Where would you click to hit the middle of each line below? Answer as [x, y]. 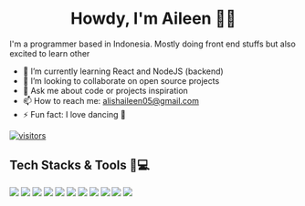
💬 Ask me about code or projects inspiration [105, 90]
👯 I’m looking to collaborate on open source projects [121, 80]
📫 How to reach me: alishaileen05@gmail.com [110, 100]
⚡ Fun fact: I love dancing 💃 [74, 114]
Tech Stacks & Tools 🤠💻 [80, 165]
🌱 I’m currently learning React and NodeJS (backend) [123, 71]
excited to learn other [50, 53]
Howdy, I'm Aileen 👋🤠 [153, 19]
